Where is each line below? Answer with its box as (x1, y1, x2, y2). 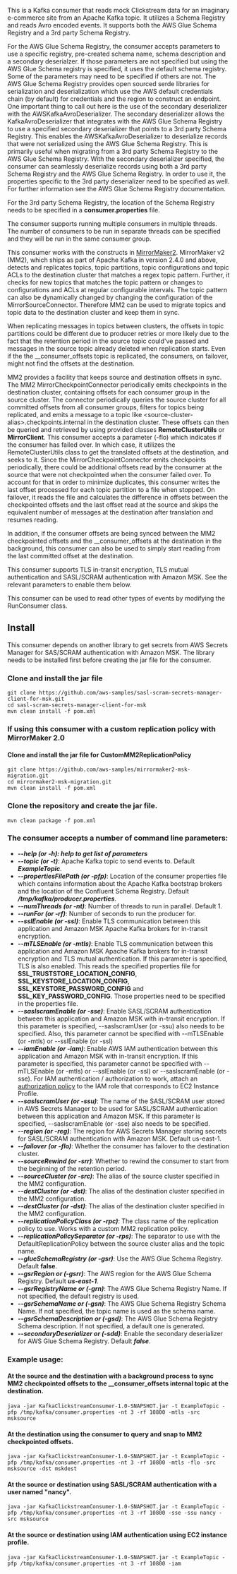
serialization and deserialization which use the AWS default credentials (7, 88, 214, 95)
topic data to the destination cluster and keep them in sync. (7, 308, 180, 316)
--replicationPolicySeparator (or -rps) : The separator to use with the (17, 1232, 221, 1240)
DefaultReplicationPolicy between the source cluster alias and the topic (17, 1239, 225, 1248)
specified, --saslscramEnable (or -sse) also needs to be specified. (17, 1119, 210, 1128)
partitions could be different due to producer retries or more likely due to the (7, 330, 229, 337)
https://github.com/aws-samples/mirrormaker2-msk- (38, 766, 191, 774)
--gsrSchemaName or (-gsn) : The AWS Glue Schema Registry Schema (17, 1299, 226, 1308)
